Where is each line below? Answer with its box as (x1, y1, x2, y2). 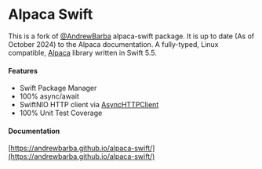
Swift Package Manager (19, 84, 97, 93)
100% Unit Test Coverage (19, 108, 103, 118)
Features (8, 66, 38, 75)
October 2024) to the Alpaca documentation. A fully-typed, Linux (8, 39, 219, 49)
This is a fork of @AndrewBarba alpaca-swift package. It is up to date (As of (8, 31, 255, 41)
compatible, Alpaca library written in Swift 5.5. (8, 48, 157, 57)
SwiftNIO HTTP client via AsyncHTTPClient (19, 100, 159, 110)
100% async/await (19, 92, 80, 101)
